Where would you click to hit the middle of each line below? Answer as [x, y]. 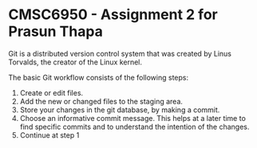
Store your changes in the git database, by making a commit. [120, 110]
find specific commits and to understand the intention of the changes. [134, 127]
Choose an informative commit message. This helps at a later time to [132, 118]
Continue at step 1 [49, 135]
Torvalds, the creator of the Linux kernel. [75, 62]
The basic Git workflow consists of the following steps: [99, 77]
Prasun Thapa [56, 31]
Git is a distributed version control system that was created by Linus [120, 53]
